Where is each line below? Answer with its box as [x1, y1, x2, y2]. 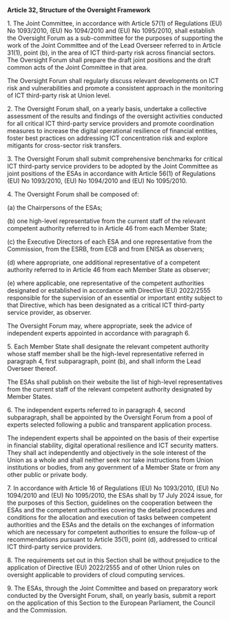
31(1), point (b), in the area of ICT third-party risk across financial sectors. [7, 48, 216, 57]
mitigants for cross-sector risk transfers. [7, 142, 122, 149]
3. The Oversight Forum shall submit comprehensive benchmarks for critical [7, 155, 223, 163]
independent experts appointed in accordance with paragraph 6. [7, 329, 191, 337]
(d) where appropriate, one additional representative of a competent [7, 258, 200, 267]
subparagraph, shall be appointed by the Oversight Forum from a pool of [7, 414, 213, 421]
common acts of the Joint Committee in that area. [7, 64, 148, 71]
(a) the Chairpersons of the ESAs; [7, 204, 103, 211]
